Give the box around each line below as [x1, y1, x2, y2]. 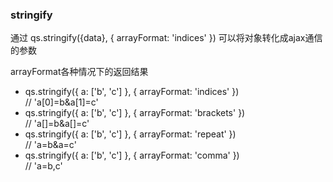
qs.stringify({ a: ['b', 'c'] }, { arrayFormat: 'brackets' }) [24, 107, 246, 119]
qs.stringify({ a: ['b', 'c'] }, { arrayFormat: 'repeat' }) [24, 128, 237, 140]
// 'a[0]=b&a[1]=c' [24, 96, 99, 108]
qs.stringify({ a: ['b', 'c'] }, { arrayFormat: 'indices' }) [24, 86, 240, 98]
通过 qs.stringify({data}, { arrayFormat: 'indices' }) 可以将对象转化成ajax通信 [10, 32, 323, 44]
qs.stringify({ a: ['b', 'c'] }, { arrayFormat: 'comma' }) [24, 149, 240, 162]
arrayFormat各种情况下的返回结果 [10, 66, 149, 78]
